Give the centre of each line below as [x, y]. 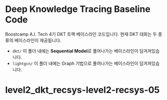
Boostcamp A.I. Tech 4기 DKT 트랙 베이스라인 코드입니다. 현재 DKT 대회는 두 [81, 34]
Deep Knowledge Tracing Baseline [78, 9]
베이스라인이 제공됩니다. [38, 40]
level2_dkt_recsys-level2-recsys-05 [83, 90]
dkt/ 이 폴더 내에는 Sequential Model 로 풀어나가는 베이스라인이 [75, 51]
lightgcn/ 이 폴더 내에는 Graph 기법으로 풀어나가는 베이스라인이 [75, 63]
